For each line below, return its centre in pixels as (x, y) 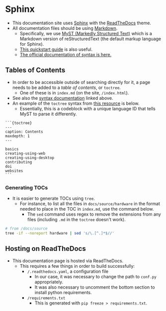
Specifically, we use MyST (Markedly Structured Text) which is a (86, 33)
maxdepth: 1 (17, 136)
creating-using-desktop (30, 157)
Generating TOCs (27, 187)
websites (14, 171)
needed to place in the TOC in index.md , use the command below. (87, 209)
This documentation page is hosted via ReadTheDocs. (68, 261)
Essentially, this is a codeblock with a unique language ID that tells (87, 108)
